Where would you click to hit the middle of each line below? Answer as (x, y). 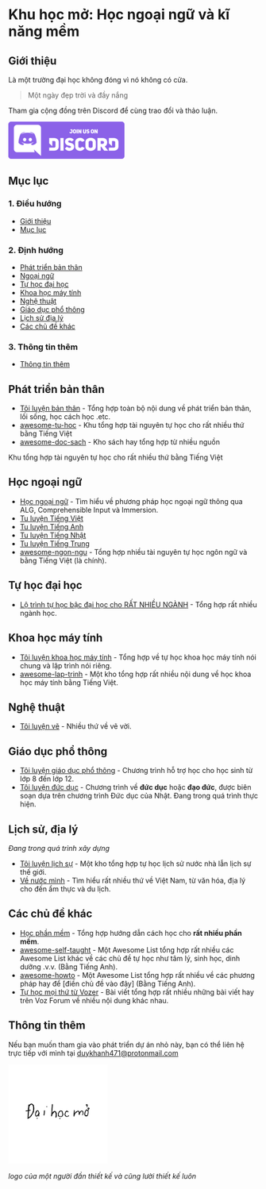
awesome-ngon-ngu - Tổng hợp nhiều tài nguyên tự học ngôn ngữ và (133, 552)
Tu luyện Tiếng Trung (54, 543)
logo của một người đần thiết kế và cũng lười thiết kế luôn (102, 1176)
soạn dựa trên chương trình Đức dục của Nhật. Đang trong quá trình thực (139, 796)
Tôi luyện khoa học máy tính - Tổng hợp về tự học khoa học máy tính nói (138, 657)
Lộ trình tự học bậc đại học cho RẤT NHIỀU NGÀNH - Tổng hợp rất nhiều (139, 604)
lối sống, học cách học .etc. (65, 417)
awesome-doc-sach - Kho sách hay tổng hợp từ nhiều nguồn (120, 442)
